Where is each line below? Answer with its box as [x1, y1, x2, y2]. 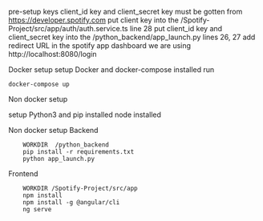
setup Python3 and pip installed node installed [8, 110, 162, 119]
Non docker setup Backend [8, 126, 99, 135]
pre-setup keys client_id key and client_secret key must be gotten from [8, 7, 243, 16]
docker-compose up [8, 80, 70, 88]
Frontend [8, 169, 38, 179]
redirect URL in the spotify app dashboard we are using [8, 41, 191, 50]
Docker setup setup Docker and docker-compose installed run [8, 65, 215, 74]
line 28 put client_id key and [129, 24, 223, 33]
